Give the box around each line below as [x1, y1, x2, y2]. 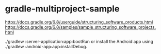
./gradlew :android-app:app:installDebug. [5, 43, 87, 49]
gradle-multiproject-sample [5, 3, 120, 14]
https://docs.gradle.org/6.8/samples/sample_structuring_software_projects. [5, 24, 156, 30]
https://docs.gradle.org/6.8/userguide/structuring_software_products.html [5, 19, 153, 25]
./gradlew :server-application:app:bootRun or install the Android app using [5, 38, 154, 44]
